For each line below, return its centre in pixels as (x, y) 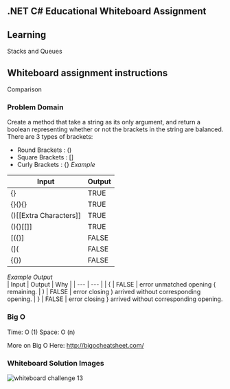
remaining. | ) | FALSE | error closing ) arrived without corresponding (104, 292)
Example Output (30, 277)
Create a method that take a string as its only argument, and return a (104, 122)
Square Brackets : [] (45, 157)
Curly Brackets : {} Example (56, 165)
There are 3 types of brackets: (50, 137)
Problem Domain (35, 107)
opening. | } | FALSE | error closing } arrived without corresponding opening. (115, 299)
